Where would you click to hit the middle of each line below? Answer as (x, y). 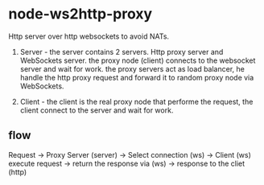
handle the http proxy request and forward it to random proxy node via (137, 77)
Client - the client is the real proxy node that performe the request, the (136, 101)
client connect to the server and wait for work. (97, 110)
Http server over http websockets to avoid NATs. (89, 36)
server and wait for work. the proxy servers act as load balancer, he (132, 68)
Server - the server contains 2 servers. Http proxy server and (122, 51)
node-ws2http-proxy (80, 14)
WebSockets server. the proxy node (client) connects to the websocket (138, 60)
